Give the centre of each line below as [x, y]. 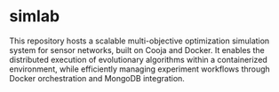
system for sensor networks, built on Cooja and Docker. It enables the [137, 50]
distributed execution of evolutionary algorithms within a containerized [139, 59]
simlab [35, 16]
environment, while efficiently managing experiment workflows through [140, 69]
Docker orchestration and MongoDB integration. [97, 78]
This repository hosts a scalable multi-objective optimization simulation [139, 41]
